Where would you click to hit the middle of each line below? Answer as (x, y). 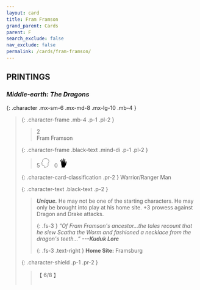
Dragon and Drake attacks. (70, 214)
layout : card (23, 13)
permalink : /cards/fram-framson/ (49, 52)
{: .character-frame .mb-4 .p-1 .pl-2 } (68, 120)
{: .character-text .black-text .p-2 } (65, 189)
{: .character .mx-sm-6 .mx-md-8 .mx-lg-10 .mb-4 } (71, 107)
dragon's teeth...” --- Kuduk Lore (78, 239)
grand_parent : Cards (33, 26)
